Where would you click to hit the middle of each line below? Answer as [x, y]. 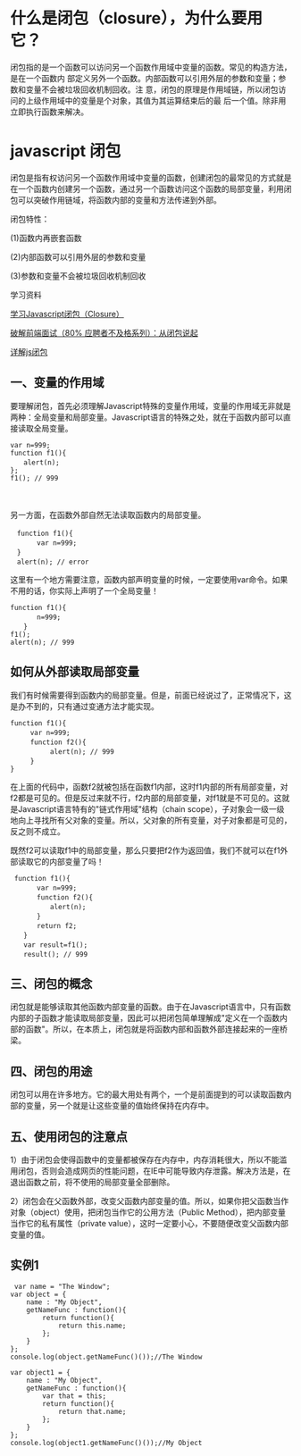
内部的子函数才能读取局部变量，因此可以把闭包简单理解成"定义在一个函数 [145, 1018]
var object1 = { [40, 1372]
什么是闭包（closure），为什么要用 [136, 18]
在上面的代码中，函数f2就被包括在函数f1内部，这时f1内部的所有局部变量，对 [149, 786]
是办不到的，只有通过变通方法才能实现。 [84, 706]
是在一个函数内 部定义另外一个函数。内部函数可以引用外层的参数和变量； [144, 78]
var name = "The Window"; [62, 1286]
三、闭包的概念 [51, 983]
